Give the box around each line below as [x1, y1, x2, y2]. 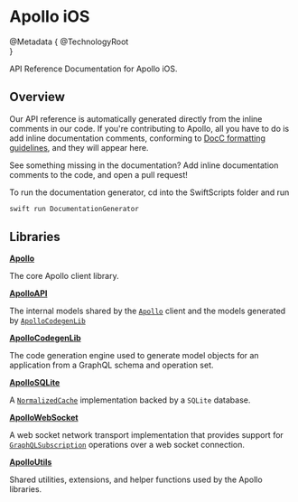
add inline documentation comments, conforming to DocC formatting [9, 133, 266, 144]
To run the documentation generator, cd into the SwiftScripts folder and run [9, 187, 290, 198]
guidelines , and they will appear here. [9, 142, 149, 153]
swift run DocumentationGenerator [9, 204, 140, 213]
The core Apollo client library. [9, 271, 119, 282]
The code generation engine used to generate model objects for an [9, 350, 259, 361]
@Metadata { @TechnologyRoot [9, 36, 129, 47]
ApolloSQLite [9, 377, 61, 388]
